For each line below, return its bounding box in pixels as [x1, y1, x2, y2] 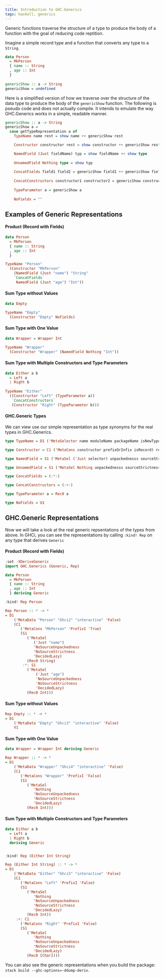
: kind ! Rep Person [5, 599, 42, 605]
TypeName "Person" [5, 262, 42, 267]
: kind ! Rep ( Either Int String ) [5, 853, 71, 858]
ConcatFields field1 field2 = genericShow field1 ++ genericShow [14, 170, 150, 174]
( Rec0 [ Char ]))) [26, 953, 60, 958]
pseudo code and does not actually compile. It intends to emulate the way [5, 106, 154, 111]
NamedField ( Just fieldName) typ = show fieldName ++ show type [14, 151, 147, 156]
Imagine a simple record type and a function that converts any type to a [5, 40, 149, 45]
